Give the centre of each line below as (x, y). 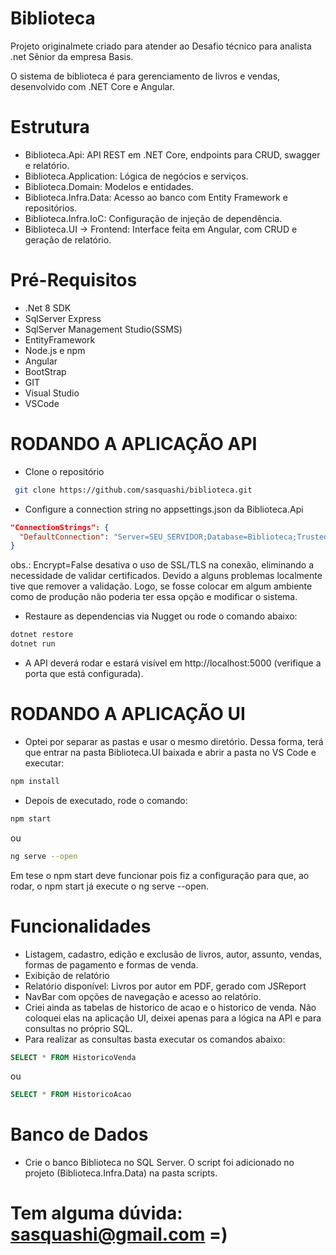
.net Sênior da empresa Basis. (72, 56)
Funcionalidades (81, 926)
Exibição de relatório (67, 975)
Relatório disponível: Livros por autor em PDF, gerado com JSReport (165, 986)
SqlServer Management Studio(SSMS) (103, 329)
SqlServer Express (63, 318)
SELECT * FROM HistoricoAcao (71, 1095)
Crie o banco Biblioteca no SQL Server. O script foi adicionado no (159, 1163)
